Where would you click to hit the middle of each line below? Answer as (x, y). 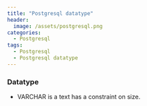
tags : (15, 45)
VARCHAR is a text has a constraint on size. (79, 97)
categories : (24, 32)
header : (18, 20)
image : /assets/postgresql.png (58, 26)
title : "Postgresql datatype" (50, 13)
